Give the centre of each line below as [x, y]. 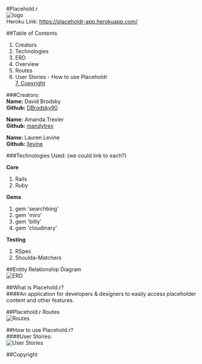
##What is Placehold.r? [35, 287]
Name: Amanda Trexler [35, 119]
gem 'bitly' [28, 221]
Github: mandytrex [30, 126]
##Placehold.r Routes [33, 312]
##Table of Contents [32, 33]
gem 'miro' [28, 215]
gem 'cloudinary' [36, 228]
